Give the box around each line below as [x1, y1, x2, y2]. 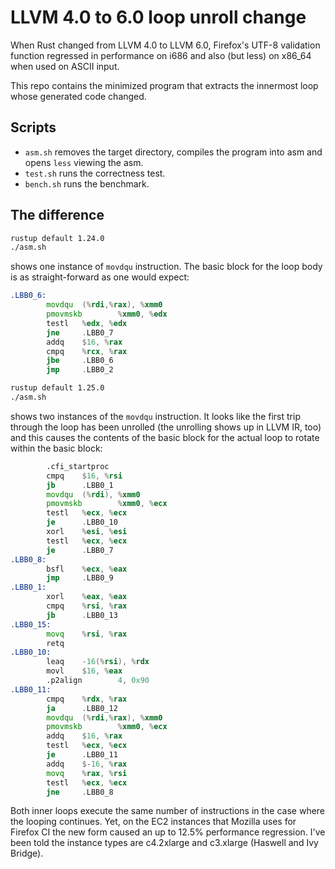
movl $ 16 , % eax [46, 666, 123, 676]
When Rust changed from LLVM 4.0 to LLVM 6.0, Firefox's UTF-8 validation [10, 39, 321, 51]
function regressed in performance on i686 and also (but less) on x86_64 [10, 49, 312, 61]
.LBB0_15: [10, 619, 52, 630]
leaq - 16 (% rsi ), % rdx [46, 657, 150, 667]
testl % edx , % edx [46, 318, 128, 328]
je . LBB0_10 [46, 517, 118, 528]
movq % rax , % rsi [46, 768, 128, 778]
